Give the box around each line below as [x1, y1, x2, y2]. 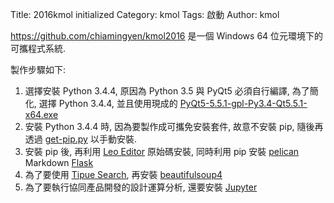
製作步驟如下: [10, 64, 67, 75]
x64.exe [24, 109, 59, 120]
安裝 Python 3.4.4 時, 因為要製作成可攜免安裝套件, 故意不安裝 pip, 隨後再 [24, 121, 324, 132]
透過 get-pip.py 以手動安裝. [24, 133, 137, 145]
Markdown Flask [24, 157, 94, 168]
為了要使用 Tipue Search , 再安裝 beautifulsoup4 [24, 169, 223, 180]
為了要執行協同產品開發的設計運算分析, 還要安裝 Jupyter [24, 181, 258, 193]
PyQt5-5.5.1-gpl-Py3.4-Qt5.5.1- [179, 98, 308, 109]
